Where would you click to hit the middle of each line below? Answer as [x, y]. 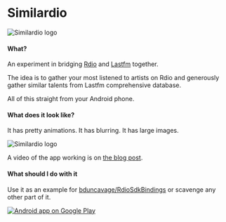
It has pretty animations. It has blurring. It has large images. [93, 131]
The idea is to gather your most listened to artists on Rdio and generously [113, 78]
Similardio [38, 13]
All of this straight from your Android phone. [71, 99]
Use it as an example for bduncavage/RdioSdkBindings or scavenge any [112, 189]
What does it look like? [41, 115]
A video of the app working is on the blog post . [75, 158]
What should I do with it [42, 174]
